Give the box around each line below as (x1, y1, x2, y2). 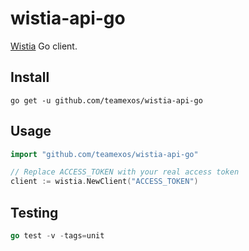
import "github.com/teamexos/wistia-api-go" (10, 149, 199, 159)
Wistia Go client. (10, 40, 78, 52)
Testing (10, 204, 59, 221)
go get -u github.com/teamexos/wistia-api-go (10, 95, 203, 106)
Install (10, 69, 50, 86)
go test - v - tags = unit (10, 231, 105, 241)
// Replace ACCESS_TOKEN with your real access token (10, 167, 240, 177)
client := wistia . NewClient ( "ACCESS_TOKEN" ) (10, 177, 199, 187)
